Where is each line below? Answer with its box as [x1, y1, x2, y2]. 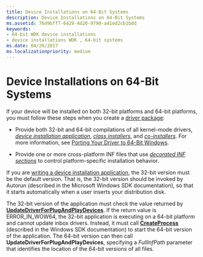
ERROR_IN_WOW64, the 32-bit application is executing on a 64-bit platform [6, 213, 195, 220]
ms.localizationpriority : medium [6, 49, 91, 55]
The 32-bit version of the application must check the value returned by [6, 200, 184, 207]
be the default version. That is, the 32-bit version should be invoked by [6, 175, 184, 182]
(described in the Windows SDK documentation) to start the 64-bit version [6, 225, 192, 233]
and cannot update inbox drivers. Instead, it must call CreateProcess [6, 219, 179, 227]
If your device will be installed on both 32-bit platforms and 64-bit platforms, [6, 108, 198, 115]
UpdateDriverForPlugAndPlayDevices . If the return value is [6, 206, 156, 213]
